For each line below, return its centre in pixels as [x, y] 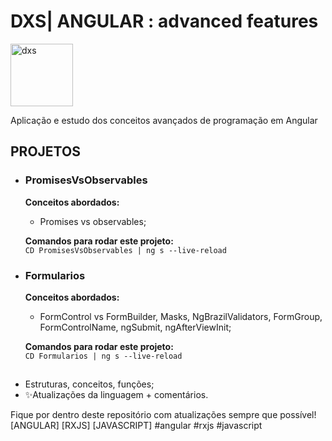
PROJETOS [45, 151]
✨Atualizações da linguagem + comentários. [116, 395]
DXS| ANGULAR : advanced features [164, 21]
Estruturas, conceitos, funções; [89, 384]
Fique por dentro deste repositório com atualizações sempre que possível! [163, 415]
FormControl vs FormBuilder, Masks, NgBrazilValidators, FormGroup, [181, 316]
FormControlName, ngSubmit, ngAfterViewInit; [135, 327]
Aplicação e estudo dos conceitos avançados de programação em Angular [164, 120]
